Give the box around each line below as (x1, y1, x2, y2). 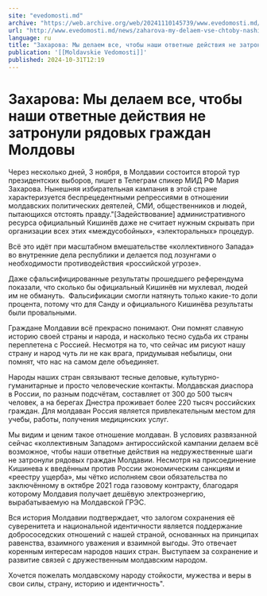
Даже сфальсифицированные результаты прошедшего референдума (8, 273, 244, 283)
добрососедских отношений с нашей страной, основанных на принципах (8, 529, 259, 539)
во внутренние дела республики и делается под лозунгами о (8, 250, 217, 259)
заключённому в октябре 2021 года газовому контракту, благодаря (8, 480, 238, 490)
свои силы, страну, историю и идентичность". (8, 579, 165, 588)
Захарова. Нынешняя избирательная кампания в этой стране (8, 184, 218, 193)
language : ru (8, 33, 52, 42)
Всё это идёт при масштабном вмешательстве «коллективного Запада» (8, 242, 254, 251)
